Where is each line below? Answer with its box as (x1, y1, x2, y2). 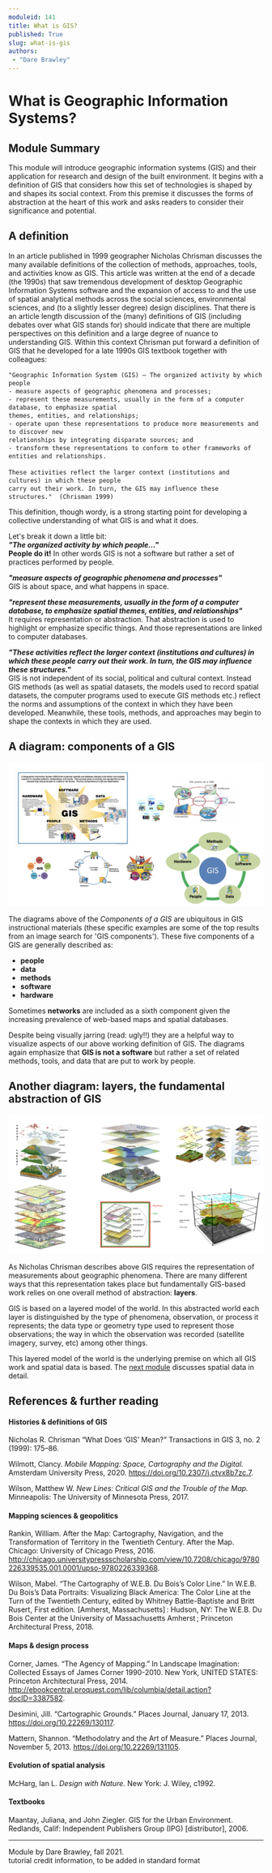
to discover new (8, 427, 63, 436)
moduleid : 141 (8, 13, 57, 21)
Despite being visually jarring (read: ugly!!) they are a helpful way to (8, 1030, 235, 1040)
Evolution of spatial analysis (8, 1760, 105, 1770)
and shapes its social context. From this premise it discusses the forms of (8, 189, 253, 198)
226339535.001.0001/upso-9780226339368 (8, 1563, 158, 1573)
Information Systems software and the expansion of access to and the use (8, 285, 257, 295)
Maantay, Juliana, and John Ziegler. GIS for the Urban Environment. (8, 1815, 233, 1824)
